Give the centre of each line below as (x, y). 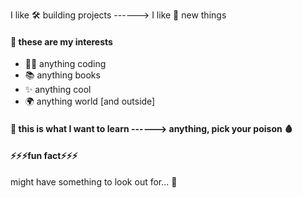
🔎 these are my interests (61, 41)
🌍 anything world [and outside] (90, 101)
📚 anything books (62, 75)
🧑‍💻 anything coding (65, 64)
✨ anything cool (58, 90)
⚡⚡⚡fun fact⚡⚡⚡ (44, 156)
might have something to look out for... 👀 (94, 182)
